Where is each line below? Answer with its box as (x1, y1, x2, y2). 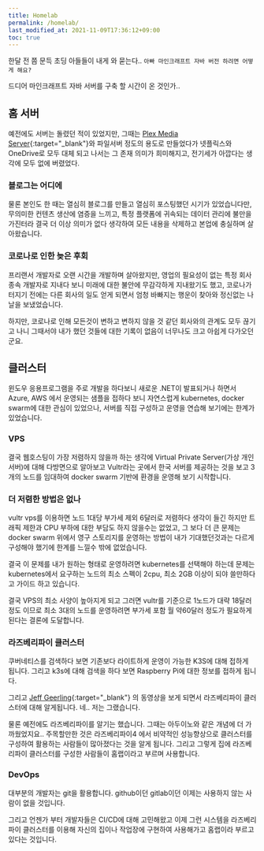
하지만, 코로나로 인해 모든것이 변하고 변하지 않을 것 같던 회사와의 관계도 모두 (8, 316, 242, 325)
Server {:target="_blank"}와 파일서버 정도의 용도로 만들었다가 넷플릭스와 (8, 139, 232, 148)
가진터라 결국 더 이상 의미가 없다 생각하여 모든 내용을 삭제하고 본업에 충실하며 (8, 219, 246, 229)
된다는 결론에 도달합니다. (8, 615, 84, 625)
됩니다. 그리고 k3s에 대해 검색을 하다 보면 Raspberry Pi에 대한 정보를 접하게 (8, 667, 242, 676)
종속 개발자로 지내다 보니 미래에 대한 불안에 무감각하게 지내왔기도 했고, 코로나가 (8, 280, 252, 289)
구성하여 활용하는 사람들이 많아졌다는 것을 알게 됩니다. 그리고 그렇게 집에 (8, 739, 231, 749)
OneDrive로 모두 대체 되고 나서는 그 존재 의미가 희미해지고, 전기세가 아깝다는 (8, 149, 244, 158)
